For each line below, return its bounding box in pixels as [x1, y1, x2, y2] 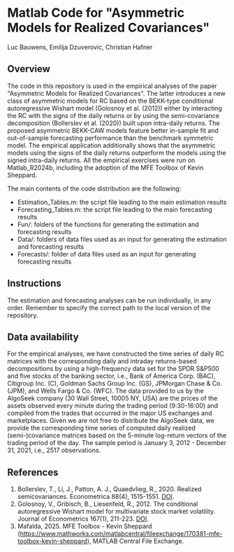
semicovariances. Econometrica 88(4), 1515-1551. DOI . [17, 493, 175, 501]
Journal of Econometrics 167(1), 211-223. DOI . [17, 515, 149, 523]
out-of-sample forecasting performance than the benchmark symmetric [7, 133, 214, 142]
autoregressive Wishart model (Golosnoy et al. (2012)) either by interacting [7, 103, 222, 112]
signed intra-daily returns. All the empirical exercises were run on [7, 156, 196, 164]
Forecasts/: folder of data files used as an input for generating [17, 249, 196, 258]
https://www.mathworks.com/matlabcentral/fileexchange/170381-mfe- [20, 530, 223, 538]
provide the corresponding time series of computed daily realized [7, 424, 196, 433]
